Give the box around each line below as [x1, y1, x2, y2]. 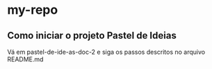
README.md [7, 55, 44, 63]
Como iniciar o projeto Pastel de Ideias [7, 30, 177, 41]
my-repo [7, 2, 58, 18]
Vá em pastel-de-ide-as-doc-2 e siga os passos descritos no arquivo [7, 48, 206, 56]
